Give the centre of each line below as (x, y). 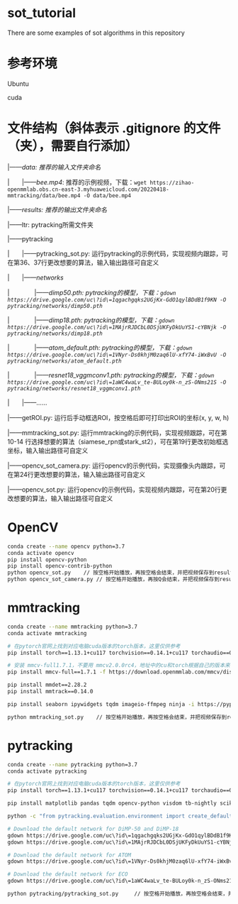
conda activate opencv (41, 553)
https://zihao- (172, 182)
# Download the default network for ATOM (69, 855)
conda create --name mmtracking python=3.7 (73, 627)
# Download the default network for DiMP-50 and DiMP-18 (93, 829)
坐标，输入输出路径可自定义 (48, 450)
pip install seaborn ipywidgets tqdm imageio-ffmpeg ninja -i (101, 704)
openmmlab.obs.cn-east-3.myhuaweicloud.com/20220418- (89, 189)
